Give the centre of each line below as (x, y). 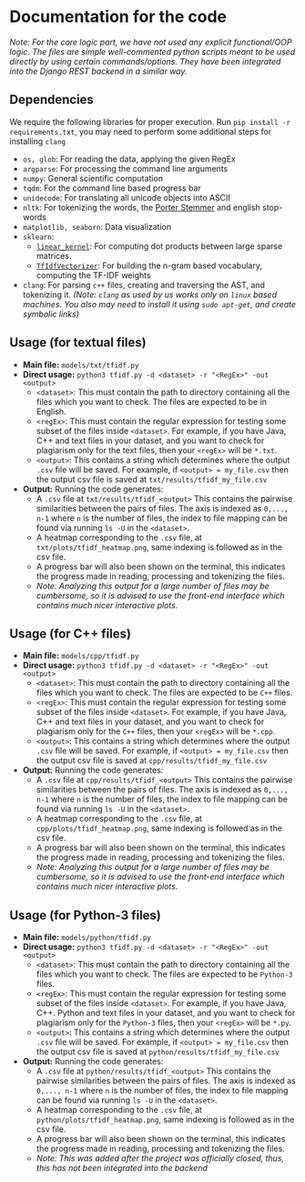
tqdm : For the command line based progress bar (112, 188)
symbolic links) (51, 314)
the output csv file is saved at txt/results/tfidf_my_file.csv (152, 479)
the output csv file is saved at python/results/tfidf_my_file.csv (158, 1052)
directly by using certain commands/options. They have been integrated (145, 61)
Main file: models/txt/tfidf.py (81, 364)
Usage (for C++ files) (71, 633)
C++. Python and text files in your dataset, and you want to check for (166, 1013)
